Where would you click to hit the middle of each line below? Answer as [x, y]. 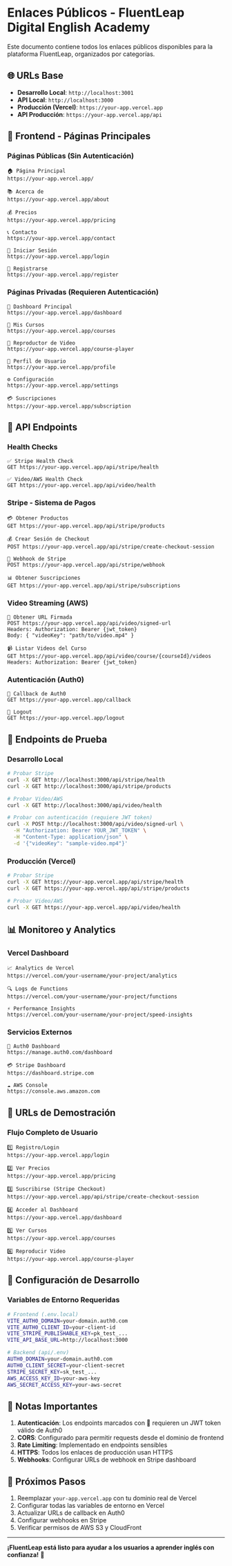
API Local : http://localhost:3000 [65, 100]
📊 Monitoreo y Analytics [61, 930]
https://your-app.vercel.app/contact [61, 239]
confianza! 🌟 [26, 1555]
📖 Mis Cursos [26, 325]
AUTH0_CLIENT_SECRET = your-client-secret [66, 1365]
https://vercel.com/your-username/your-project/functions [92, 997]
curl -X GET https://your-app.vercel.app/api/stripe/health [96, 882]
